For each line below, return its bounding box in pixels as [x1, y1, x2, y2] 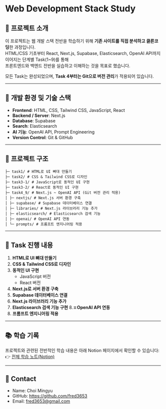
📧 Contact [5, 374, 37, 383]
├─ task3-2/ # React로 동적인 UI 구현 [5, 185, 79, 190]
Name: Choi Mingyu [12, 388, 53, 394]
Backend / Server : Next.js [12, 112, 66, 118]
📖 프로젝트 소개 [5, 24, 48, 32]
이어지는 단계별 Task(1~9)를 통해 [5, 56, 69, 62]
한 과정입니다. [9, 44, 36, 50]
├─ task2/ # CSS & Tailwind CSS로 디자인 [5, 174, 87, 179]
